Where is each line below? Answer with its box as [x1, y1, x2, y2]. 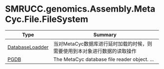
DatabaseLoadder [7, 44, 49, 51]
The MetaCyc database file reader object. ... [53, 56, 154, 63]
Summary [93, 31, 117, 38]
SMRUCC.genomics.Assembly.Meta [5, 3, 155, 15]
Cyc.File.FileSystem [5, 14, 89, 25]
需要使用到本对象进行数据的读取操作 [53, 48, 137, 54]
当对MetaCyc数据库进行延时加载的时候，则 [53, 40, 152, 47]
